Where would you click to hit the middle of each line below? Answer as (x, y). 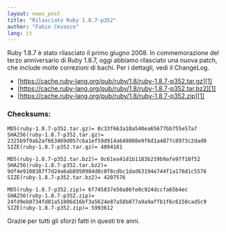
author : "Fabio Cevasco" (43, 26)
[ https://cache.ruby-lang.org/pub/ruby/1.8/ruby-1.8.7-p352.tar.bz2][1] (116, 88)
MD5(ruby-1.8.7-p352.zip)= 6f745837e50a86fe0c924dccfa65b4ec (98, 190)
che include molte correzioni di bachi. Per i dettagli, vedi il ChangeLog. (108, 68)
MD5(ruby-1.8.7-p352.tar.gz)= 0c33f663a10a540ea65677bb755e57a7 (102, 129)
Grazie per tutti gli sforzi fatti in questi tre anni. (74, 221)
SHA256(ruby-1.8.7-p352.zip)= (51, 196)
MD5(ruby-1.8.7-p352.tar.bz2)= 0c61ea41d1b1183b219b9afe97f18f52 (104, 159)
